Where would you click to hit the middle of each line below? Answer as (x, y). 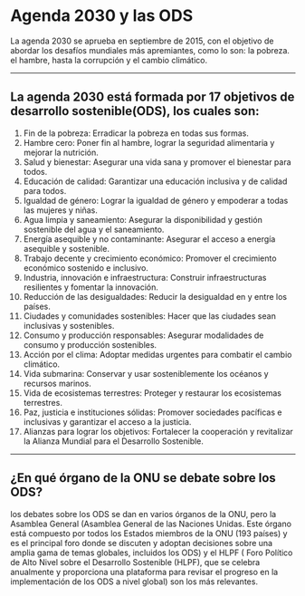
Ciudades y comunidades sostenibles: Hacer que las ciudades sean (150, 316)
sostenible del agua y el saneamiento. (94, 229)
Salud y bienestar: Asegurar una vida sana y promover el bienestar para (157, 162)
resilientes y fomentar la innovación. (91, 287)
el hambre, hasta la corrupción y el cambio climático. (109, 60)
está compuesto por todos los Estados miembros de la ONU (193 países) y (149, 533)
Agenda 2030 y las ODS (102, 16)
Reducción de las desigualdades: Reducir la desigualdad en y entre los (155, 296)
